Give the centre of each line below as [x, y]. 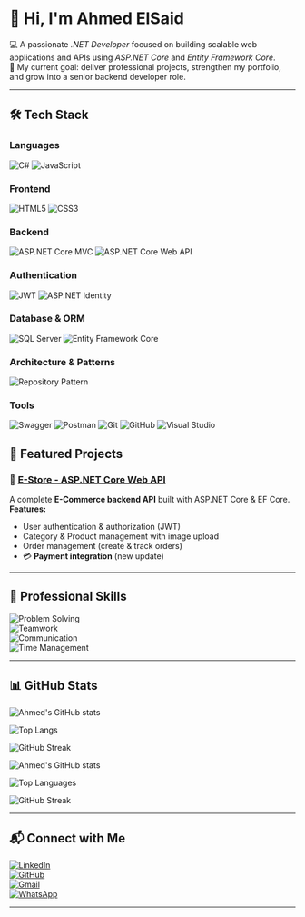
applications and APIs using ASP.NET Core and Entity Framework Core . [143, 57]
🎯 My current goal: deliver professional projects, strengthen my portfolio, [145, 66]
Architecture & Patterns [63, 362]
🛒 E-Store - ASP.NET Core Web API [88, 479]
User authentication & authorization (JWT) [102, 527]
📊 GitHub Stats [54, 686]
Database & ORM [48, 319]
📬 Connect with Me [67, 838]
